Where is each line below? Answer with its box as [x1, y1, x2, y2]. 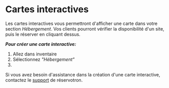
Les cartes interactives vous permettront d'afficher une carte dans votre [5, 20, 158, 26]
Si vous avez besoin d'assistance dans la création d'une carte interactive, [5, 71, 160, 77]
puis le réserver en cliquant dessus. [5, 31, 81, 37]
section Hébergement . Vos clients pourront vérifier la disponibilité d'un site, [5, 25, 165, 32]
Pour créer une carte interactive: [5, 41, 77, 47]
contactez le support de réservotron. [5, 77, 83, 83]
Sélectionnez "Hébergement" [12, 56, 75, 62]
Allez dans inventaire [12, 51, 57, 57]
